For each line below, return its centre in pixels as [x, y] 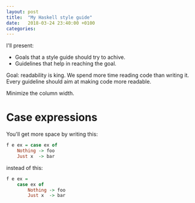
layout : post [22, 12]
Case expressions [52, 117]
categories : [21, 29]
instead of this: [25, 168]
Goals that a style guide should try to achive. [70, 57]
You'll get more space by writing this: [52, 134]
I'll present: [20, 46]
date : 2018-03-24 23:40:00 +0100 [51, 23]
